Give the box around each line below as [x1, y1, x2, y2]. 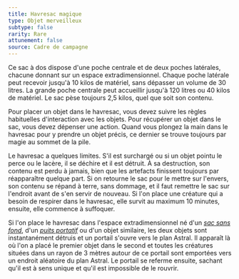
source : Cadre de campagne [8, 44, 88, 51]
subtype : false [8, 24, 54, 31]
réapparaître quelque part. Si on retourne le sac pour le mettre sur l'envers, [8, 174, 229, 183]
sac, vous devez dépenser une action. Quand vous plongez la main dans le [8, 123, 228, 131]
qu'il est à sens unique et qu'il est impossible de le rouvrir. [8, 264, 179, 272]
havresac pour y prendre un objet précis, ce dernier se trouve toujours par [8, 130, 227, 138]
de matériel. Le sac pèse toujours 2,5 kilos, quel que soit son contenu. [8, 93, 214, 102]
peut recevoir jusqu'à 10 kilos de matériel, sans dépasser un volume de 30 [8, 78, 227, 86]
